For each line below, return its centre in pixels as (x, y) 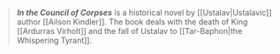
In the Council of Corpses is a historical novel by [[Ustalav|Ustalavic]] (144, 13)
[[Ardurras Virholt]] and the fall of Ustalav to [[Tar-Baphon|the (129, 31)
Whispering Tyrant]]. (54, 40)
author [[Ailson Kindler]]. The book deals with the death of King (132, 22)
